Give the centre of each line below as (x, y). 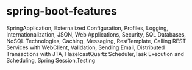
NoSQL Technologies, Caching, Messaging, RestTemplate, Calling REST (96, 41)
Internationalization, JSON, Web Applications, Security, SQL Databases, (96, 34)
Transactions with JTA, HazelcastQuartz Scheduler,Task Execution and (95, 54)
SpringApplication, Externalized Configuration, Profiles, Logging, (87, 28)
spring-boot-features (62, 11)
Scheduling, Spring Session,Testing (51, 60)
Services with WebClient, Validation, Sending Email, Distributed (86, 47)
